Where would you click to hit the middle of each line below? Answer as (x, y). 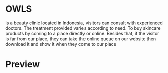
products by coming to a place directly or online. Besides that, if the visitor (82, 33)
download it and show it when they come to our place (61, 44)
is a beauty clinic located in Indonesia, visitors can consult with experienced (84, 23)
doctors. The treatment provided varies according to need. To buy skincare (83, 28)
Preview (23, 65)
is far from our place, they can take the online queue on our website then (81, 39)
